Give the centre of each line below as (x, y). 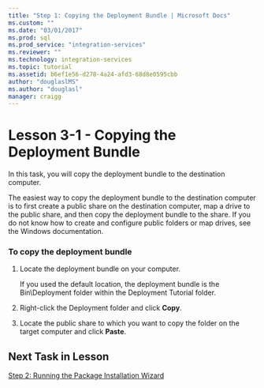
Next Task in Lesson (59, 356)
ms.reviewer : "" (35, 52)
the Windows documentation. (56, 232)
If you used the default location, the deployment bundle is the (119, 284)
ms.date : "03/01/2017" (45, 30)
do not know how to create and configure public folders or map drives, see (130, 223)
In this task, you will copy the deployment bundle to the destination (117, 174)
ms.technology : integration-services (70, 60)
